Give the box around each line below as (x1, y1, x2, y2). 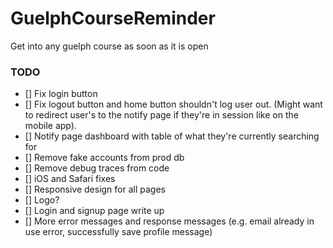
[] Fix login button (24, 88, 98, 100)
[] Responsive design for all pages (24, 183, 166, 196)
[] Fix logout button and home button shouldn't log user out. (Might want (24, 98, 323, 111)
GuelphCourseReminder (10, 7, 216, 30)
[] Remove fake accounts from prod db (24, 152, 185, 164)
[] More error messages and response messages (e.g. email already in (24, 215, 315, 227)
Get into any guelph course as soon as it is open (10, 40, 209, 52)
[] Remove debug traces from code (24, 162, 170, 174)
